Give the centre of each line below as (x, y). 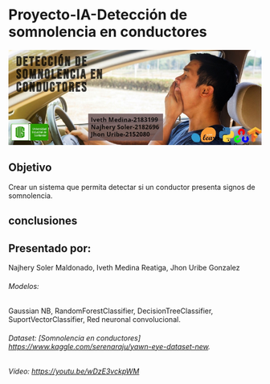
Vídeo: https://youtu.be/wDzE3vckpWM (74, 371)
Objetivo (30, 168)
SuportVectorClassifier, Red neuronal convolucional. (94, 320)
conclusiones (43, 221)
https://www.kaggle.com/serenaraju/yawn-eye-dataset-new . (109, 346)
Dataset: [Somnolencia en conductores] (75, 338)
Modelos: (24, 286)
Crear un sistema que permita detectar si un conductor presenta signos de (132, 187)
